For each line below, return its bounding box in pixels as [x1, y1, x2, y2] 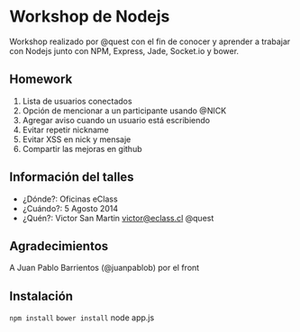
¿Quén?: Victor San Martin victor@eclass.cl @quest [22, 212, 214, 223]
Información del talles [9, 169, 134, 185]
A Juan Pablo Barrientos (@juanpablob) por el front [9, 263, 200, 274]
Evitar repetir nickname [22, 124, 110, 135]
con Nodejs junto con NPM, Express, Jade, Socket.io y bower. [9, 45, 240, 56]
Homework [9, 72, 73, 87]
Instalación [9, 288, 74, 303]
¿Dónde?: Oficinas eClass [22, 193, 119, 204]
